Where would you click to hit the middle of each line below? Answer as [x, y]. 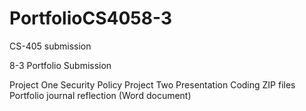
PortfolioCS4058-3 [90, 18]
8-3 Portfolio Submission [60, 65]
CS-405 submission [50, 46]
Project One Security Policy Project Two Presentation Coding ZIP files [152, 84]
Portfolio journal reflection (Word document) [100, 95]
